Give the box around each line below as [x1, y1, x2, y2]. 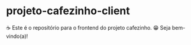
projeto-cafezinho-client [6, 4, 130, 18]
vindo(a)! [6, 33, 28, 40]
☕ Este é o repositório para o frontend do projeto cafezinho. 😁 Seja [6, 24, 171, 31]
